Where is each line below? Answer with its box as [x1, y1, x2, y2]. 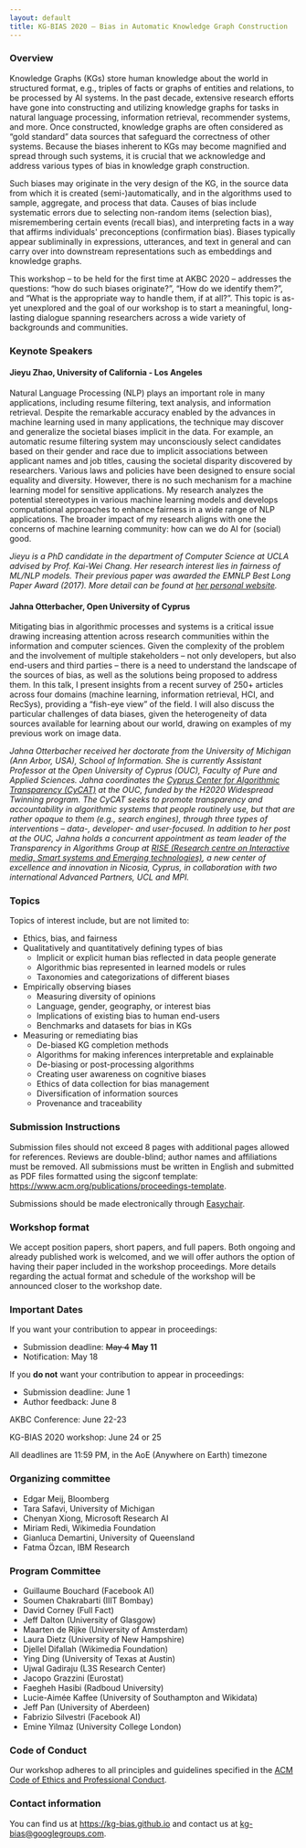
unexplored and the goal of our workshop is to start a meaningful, [23, 302, 271, 313]
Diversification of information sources [36, 1088, 179, 1099]
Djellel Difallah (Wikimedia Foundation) [22, 1643, 169, 1654]
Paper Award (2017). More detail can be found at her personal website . [9, 579, 278, 590]
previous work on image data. [9, 728, 121, 739]
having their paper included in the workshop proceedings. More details [9, 1262, 277, 1272]
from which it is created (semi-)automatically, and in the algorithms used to [9, 187, 292, 198]
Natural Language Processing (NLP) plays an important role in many [9, 387, 266, 398]
